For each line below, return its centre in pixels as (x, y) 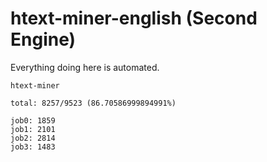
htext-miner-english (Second (134, 18)
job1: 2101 (33, 129)
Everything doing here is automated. (85, 67)
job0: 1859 (33, 120)
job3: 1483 (33, 147)
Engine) (43, 39)
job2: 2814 (33, 138)
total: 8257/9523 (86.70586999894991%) (93, 103)
